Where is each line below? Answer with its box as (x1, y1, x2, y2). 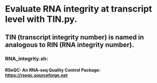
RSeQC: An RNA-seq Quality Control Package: (5, 67, 101, 73)
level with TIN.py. (5, 14, 78, 25)
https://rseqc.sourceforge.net (5, 72, 68, 78)
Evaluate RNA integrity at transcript (5, 3, 152, 15)
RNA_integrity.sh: (5, 55, 49, 62)
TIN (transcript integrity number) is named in (5, 33, 144, 41)
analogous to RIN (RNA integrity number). (5, 40, 135, 49)
